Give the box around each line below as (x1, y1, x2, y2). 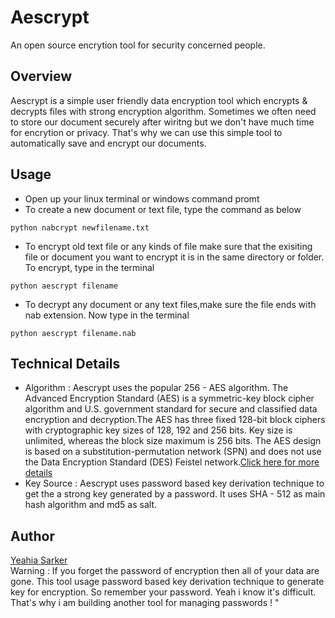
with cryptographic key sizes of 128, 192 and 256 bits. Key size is (24, 424, 293, 436)
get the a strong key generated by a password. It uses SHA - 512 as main (24, 488, 326, 500)
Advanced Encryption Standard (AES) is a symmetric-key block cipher (24, 392, 315, 405)
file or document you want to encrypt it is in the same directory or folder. (24, 251, 325, 263)
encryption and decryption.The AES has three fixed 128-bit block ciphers (24, 414, 326, 426)
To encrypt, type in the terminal (24, 261, 155, 273)
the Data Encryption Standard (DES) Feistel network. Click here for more (24, 456, 320, 468)
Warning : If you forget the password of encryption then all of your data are (10, 565, 320, 577)
